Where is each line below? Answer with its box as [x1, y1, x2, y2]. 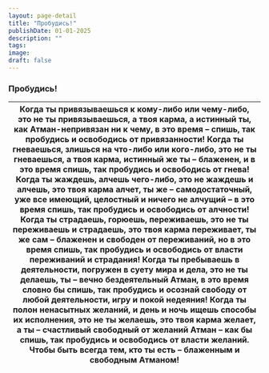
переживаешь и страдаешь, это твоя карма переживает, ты [12, 224, 257, 235]
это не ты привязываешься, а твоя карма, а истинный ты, [17, 114, 252, 125]
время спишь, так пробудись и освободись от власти [26, 244, 243, 255]
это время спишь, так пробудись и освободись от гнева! [19, 164, 250, 175]
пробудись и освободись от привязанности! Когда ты [25, 134, 244, 145]
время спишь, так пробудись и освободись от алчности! [19, 204, 250, 215]
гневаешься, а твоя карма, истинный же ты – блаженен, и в [13, 154, 256, 165]
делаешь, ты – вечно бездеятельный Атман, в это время [19, 274, 250, 286]
